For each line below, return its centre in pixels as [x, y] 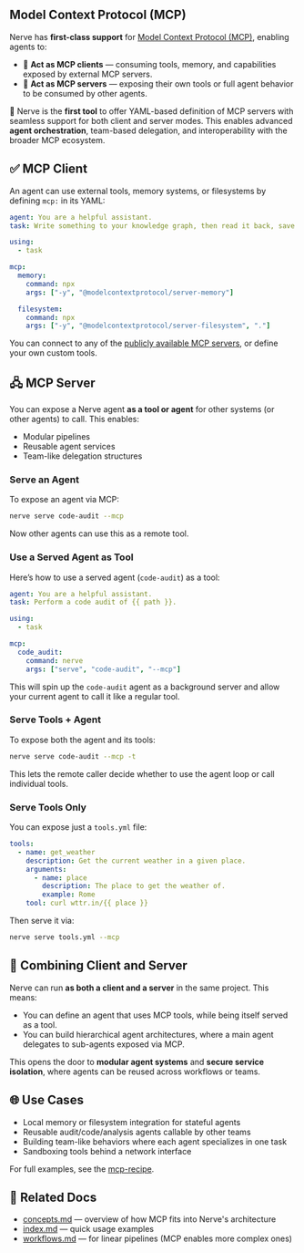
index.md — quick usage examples [88, 1229]
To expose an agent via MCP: [65, 500]
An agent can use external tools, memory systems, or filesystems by [138, 191]
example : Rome [69, 895]
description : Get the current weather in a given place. [136, 861]
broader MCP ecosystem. [57, 140]
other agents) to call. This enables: [74, 419]
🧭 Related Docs [53, 1197]
